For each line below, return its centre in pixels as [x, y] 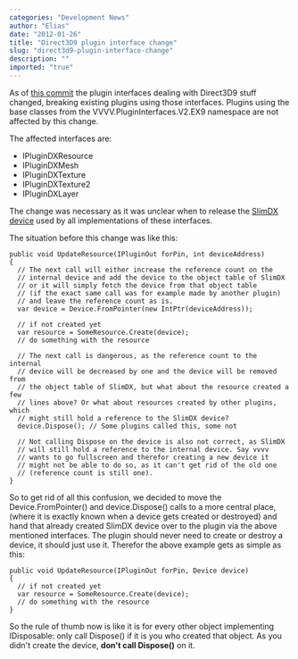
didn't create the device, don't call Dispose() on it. [102, 645]
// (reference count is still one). [85, 473]
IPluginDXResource [58, 155]
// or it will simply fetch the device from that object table [137, 285]
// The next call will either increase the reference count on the [145, 270]
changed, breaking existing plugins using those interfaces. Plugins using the [149, 102]
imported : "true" [41, 68]
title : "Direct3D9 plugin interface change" [93, 42]
